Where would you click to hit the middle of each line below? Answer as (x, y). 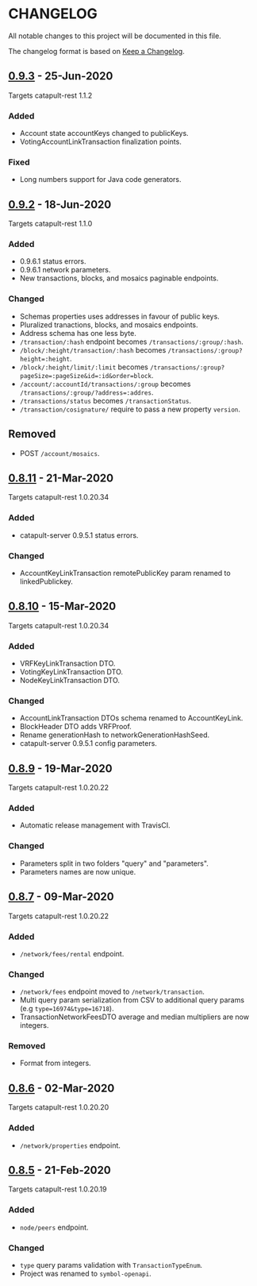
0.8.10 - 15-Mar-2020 (62, 606)
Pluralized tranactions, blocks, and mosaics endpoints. (109, 324)
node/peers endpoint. (54, 1227)
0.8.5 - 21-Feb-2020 (59, 1170)
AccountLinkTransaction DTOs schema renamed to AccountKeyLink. (131, 718)
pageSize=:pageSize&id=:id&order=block (86, 376)
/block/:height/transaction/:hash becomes (93, 349)
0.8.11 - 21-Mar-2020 (61, 478)
